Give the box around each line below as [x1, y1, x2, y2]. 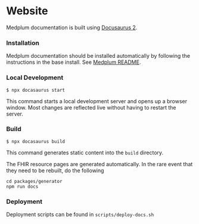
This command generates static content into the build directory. [6, 149, 164, 156]
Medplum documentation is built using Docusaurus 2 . [6, 24, 138, 31]
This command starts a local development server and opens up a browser [6, 97, 188, 105]
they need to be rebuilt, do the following [6, 167, 104, 174]
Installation [6, 39, 40, 47]
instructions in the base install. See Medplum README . [6, 58, 141, 66]
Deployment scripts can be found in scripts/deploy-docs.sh [6, 211, 154, 218]
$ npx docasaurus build [6, 138, 66, 144]
